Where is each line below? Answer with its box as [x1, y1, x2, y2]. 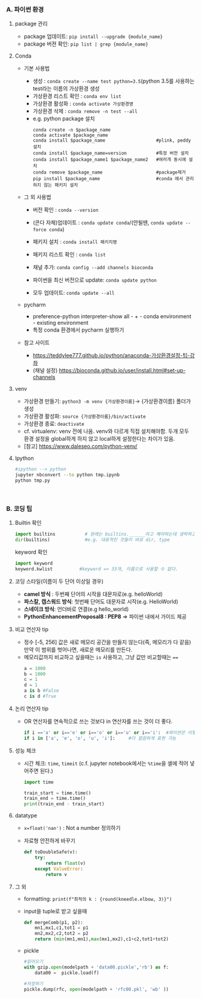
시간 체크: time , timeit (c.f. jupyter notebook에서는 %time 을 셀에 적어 [23, 760, 188, 767]
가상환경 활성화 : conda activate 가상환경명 [32, 100, 133, 107]
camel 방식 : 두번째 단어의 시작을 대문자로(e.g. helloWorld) [23, 590, 163, 597]
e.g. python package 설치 [32, 115, 95, 122]
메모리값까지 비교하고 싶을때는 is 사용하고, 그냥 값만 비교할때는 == [23, 653, 178, 661]
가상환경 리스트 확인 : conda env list [32, 92, 121, 100]
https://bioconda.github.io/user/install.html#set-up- [59, 367, 186, 374]
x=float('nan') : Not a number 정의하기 [23, 824, 121, 832]
